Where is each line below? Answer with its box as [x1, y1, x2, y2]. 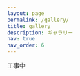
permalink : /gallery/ [7, 16, 70, 23]
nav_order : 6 [7, 42, 45, 49]
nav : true [7, 36, 36, 42]
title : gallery [7, 23, 51, 29]
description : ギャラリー [7, 29, 74, 36]
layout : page [7, 10, 45, 17]
